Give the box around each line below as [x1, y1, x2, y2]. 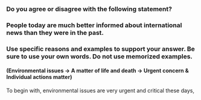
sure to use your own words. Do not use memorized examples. [6, 52, 193, 60]
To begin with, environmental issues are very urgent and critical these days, [6, 87, 195, 94]
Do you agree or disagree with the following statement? [6, 5, 172, 13]
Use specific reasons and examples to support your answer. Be [6, 45, 195, 53]
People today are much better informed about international [6, 20, 182, 29]
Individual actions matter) [6, 73, 72, 81]
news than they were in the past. [6, 28, 104, 37]
